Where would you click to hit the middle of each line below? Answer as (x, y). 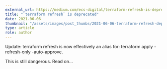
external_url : (20, 10)
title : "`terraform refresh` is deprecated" (52, 14)
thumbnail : (16, 23)
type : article (20, 28)
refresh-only (18, 52)
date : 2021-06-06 (23, 19)
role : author (19, 33)
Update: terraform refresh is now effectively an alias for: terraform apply (79, 47)
